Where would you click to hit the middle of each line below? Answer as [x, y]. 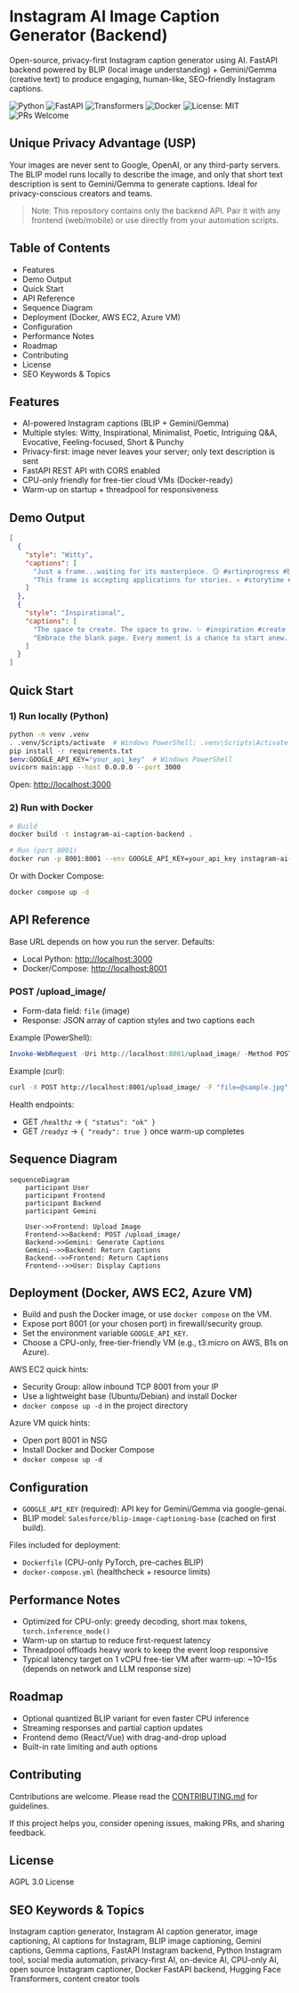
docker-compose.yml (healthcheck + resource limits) [116, 1572]
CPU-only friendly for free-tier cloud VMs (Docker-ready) [128, 480]
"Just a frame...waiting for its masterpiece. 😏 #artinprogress [156, 571]
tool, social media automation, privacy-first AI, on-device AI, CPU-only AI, [144, 1960]
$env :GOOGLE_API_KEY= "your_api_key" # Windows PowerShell [121, 759]
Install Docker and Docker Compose [88, 1450]
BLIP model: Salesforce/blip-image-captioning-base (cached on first [149, 1518]
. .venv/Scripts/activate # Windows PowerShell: [103, 742]
